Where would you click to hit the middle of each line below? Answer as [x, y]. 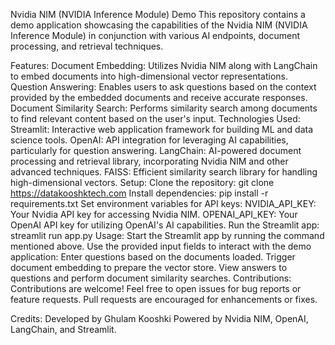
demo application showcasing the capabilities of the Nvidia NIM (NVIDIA [159, 25]
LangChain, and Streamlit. [63, 329]
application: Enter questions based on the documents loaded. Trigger [153, 257]
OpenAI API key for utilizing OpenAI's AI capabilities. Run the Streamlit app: [165, 225]
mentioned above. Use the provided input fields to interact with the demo [161, 246]
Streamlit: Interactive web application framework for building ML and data [162, 129]
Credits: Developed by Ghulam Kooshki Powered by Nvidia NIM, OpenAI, [159, 318]
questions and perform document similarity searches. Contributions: [151, 278]
